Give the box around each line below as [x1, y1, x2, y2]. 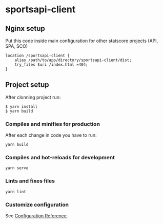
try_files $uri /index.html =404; [14, 62, 88, 67]
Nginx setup [5, 24, 45, 33]
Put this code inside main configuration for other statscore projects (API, [5, 38, 158, 44]
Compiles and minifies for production [5, 120, 100, 127]
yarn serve [5, 165, 29, 171]
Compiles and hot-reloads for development [5, 154, 115, 161]
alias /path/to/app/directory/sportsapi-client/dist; [14, 58, 132, 63]
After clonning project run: [5, 94, 61, 100]
